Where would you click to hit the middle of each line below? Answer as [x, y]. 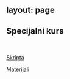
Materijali [18, 69]
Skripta [15, 58]
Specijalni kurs [35, 31]
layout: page [30, 10]
